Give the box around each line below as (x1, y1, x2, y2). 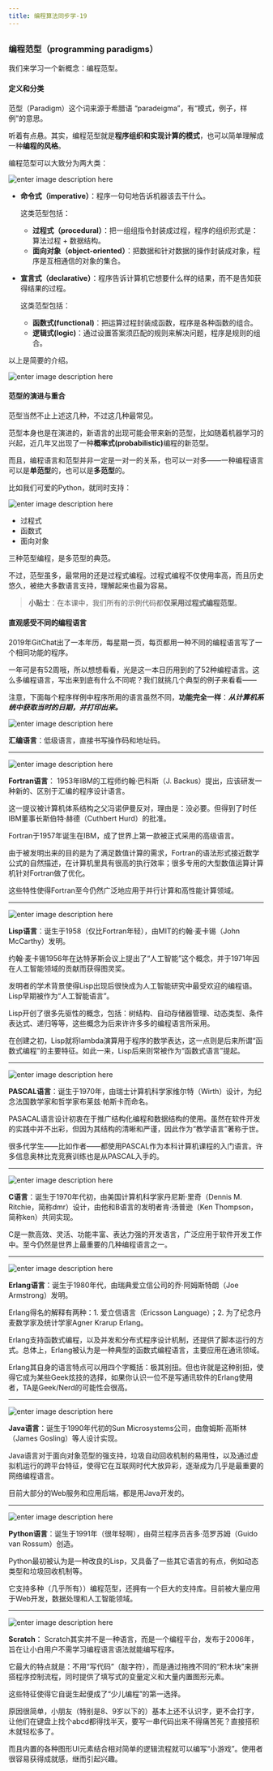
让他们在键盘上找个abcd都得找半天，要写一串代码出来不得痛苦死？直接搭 (8, 1717, 253, 1726)
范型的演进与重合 (8, 391, 66, 401)
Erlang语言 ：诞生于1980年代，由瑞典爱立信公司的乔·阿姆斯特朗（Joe (8, 1280, 239, 1290)
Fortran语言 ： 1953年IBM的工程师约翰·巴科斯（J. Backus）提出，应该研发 (8, 776, 255, 786)
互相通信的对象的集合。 (46, 256, 126, 265)
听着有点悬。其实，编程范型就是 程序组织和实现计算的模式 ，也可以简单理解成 (8, 131, 264, 140)
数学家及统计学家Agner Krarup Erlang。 (15, 1318, 148, 1327)
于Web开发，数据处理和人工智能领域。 (8, 1594, 138, 1603)
